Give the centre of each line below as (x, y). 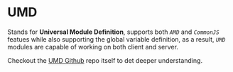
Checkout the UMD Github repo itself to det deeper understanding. (105, 60)
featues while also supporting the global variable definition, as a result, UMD (116, 39)
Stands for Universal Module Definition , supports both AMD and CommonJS (113, 32)
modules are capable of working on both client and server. (93, 47)
